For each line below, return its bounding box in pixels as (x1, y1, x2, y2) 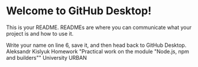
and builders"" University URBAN (6, 54, 87, 61)
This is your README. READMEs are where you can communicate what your (6, 24, 192, 31)
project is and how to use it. (6, 30, 74, 37)
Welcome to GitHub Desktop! (6, 4, 152, 18)
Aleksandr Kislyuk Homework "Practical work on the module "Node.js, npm (6, 47, 189, 55)
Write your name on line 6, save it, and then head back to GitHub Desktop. (6, 42, 187, 49)
